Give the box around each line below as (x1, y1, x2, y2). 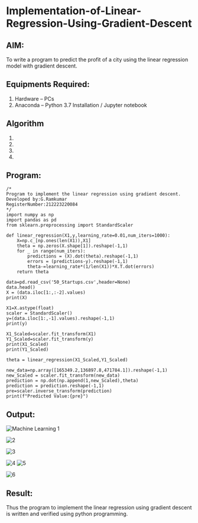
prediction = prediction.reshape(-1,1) (6, 383, 105, 389)
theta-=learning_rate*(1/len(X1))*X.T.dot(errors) (27, 264, 155, 270)
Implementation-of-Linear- (6, 4, 142, 18)
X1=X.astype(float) (6, 305, 54, 312)
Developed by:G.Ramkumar (6, 197, 67, 203)
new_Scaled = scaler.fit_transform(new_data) (6, 373, 120, 378)
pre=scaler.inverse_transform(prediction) (6, 388, 112, 394)
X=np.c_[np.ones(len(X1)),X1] (17, 238, 92, 244)
